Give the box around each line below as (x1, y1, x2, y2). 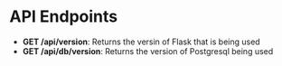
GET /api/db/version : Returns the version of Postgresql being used (22, 45, 274, 56)
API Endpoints (9, 6, 118, 27)
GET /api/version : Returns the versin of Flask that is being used (22, 36, 260, 47)
